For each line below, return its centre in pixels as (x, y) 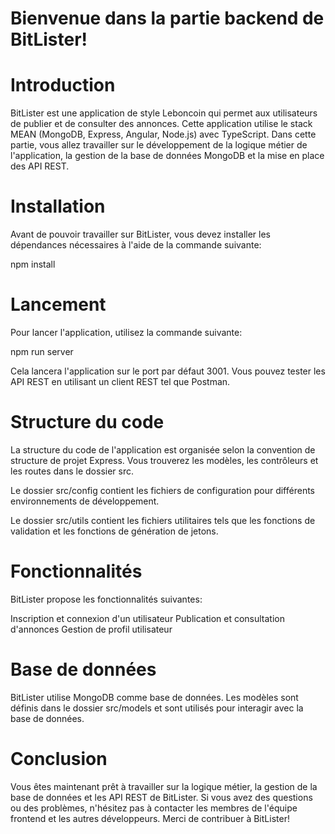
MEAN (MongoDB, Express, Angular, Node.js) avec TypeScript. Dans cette (163, 134)
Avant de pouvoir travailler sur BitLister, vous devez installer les (140, 234)
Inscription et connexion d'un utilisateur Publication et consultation (147, 618)
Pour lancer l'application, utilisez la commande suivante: (126, 332)
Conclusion (59, 759)
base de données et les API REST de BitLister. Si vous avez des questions (161, 797)
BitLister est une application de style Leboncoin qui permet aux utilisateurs (164, 113)
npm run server (42, 351)
